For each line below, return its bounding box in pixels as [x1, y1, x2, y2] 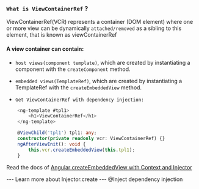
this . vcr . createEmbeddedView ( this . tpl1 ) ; [28, 147, 136, 153]
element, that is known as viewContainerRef [6, 31, 117, 39]
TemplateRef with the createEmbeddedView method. [15, 84, 142, 91]
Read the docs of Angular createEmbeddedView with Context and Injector [6, 163, 192, 171]
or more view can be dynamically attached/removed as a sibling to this [6, 24, 182, 32]
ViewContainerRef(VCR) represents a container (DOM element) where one [6, 18, 194, 26]
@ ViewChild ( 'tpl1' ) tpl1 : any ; [17, 130, 97, 136]
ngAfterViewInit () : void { [17, 141, 86, 147]
